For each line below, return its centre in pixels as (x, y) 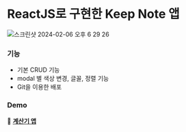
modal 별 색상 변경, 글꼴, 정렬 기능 (63, 79)
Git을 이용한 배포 (39, 87)
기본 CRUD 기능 (38, 70)
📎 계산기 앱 (22, 121)
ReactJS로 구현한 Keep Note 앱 (93, 14)
